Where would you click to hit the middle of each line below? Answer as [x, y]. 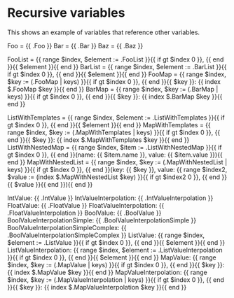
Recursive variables [66, 13]
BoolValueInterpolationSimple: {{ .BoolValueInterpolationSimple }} [102, 220]
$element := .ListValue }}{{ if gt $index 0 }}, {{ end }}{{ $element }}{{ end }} [116, 242]
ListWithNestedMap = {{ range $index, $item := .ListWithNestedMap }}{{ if [115, 147]
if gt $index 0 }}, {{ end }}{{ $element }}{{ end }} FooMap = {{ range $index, [117, 74]
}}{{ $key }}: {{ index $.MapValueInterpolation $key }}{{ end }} [97, 287]
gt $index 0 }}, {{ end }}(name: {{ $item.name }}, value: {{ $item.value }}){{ [115, 155]
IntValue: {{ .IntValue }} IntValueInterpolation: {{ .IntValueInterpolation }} [110, 198]
